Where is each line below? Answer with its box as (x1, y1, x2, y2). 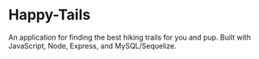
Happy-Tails (8, 6, 91, 24)
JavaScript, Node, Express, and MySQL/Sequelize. (8, 40, 177, 50)
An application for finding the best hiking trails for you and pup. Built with (8, 32, 252, 42)
